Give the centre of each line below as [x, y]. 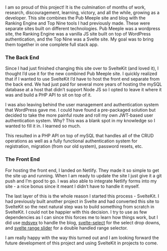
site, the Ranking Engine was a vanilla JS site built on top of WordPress [78, 34]
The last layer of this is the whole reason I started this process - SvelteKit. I [82, 196]
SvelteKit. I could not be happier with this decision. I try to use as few [76, 212]
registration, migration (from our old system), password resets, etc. [74, 146]
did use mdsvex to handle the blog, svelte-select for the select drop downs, [83, 222]
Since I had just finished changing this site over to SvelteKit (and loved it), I [82, 68]
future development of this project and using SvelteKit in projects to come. [82, 243]
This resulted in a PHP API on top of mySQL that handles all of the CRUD [80, 136]
